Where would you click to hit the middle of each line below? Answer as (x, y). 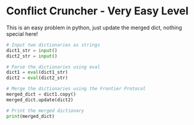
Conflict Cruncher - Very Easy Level (97, 11)
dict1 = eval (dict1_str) (37, 72)
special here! (22, 33)
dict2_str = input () (32, 56)
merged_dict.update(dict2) (40, 100)
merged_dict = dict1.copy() (41, 94)
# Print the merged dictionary (45, 111)
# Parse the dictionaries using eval (53, 67)
